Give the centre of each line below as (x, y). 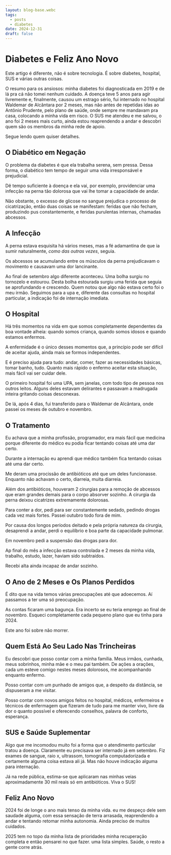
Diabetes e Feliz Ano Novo (62, 59)
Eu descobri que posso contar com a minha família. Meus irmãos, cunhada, (84, 658)
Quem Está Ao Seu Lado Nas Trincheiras (71, 646)
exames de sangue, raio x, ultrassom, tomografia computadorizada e (78, 756)
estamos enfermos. (26, 337)
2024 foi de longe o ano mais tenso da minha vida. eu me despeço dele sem (86, 810)
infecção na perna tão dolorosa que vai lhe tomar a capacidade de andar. (82, 191)
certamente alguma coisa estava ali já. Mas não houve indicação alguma (81, 761)
